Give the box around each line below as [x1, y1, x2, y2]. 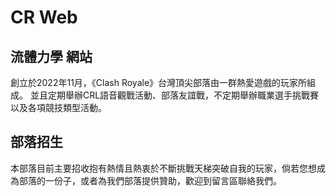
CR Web [10, 6, 78, 29]
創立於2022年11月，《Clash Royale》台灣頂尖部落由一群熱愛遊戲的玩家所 [10, 77, 308, 88]
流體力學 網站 [10, 48, 93, 65]
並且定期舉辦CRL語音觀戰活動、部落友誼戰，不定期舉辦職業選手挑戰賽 [29, 89, 320, 101]
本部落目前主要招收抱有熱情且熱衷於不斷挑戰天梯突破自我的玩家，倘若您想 [10, 162, 317, 174]
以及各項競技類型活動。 [10, 102, 107, 113]
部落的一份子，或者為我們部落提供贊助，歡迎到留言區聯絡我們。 [18, 174, 282, 186]
